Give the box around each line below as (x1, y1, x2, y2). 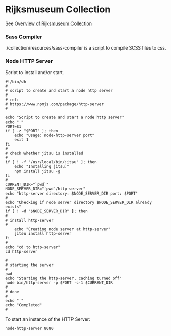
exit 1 (14, 137, 29, 142)
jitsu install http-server (14, 231, 72, 236)
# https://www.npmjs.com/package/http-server (5, 101, 104, 107)
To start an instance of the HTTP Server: (5, 316, 90, 322)
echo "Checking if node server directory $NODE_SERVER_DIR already (5, 200, 152, 205)
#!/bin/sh (5, 79, 27, 84)
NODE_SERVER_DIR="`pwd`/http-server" (5, 186, 86, 191)
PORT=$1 (5, 124, 22, 129)
